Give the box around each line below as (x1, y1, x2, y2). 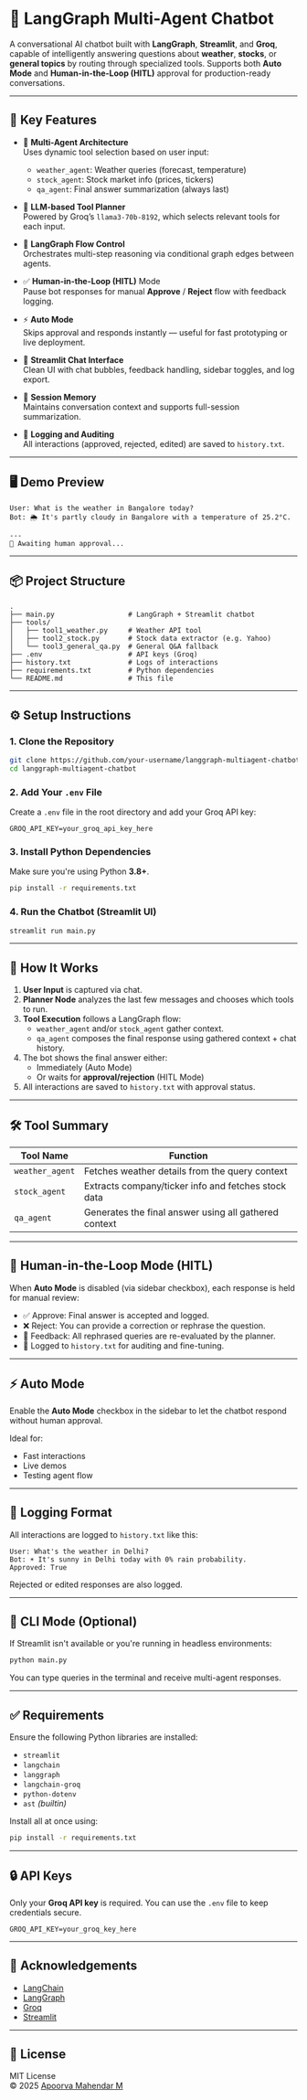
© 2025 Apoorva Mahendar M (9, 2080, 123, 2092)
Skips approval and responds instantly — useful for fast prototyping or (22, 326, 288, 337)
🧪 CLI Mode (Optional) (9, 1614, 138, 1629)
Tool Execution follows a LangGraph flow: (22, 1014, 182, 1025)
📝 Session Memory (22, 391, 97, 402)
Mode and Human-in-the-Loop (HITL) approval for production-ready (9, 68, 271, 79)
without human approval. (9, 1414, 103, 1425)
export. (22, 374, 50, 385)
